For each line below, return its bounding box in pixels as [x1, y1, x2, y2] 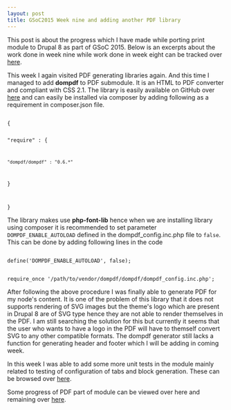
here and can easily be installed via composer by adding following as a [7, 93, 209, 101]
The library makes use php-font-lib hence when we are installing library [7, 216, 213, 224]
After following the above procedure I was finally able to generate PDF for [7, 288, 217, 296]
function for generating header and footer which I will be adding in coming [7, 339, 219, 347]
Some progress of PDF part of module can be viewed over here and [7, 388, 201, 396]
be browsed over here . [7, 374, 72, 382]
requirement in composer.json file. [7, 100, 105, 109]
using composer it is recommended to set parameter [7, 223, 157, 232]
